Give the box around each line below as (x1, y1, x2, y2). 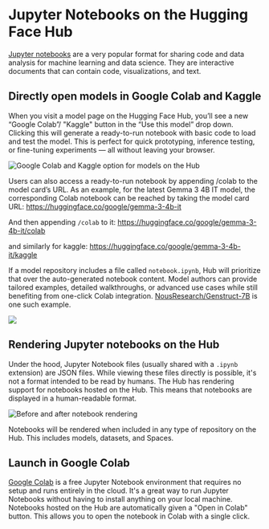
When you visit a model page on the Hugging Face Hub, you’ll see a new (8, 111, 249, 120)
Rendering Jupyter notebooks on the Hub (8, 338, 220, 352)
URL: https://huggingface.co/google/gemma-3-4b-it (8, 201, 182, 211)
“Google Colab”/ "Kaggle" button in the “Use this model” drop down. (8, 119, 234, 129)
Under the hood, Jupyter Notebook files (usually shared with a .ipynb (8, 359, 238, 368)
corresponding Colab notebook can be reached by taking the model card (8, 193, 250, 202)
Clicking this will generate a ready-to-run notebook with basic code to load (8, 128, 256, 137)
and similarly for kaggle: (8, 241, 88, 250)
